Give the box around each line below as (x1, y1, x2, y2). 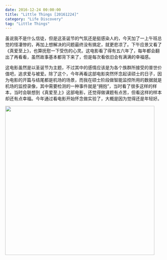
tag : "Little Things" (5, 21, 50, 26)
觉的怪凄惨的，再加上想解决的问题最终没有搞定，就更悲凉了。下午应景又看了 (5, 42, 162, 48)
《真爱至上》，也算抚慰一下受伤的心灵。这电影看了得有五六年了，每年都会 (5, 48, 156, 54)
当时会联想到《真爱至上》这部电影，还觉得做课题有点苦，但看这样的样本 (13, 89, 162, 95)
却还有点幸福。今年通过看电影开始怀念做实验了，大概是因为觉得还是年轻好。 (5, 95, 162, 102)
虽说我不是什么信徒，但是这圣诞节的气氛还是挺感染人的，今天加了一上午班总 (5, 35, 162, 41)
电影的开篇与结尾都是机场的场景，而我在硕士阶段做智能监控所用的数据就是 (9, 77, 162, 83)
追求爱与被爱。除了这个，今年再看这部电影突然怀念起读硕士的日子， (18, 71, 158, 77)
